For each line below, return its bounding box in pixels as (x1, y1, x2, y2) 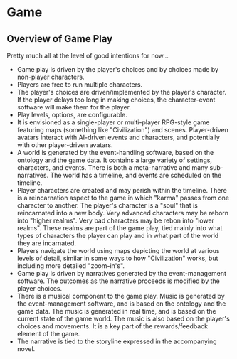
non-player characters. (16, 73, 85, 81)
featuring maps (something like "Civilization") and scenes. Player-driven (16, 126, 229, 134)
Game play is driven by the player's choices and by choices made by (16, 65, 218, 73)
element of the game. (16, 330, 80, 338)
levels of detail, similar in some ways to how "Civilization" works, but (16, 254, 218, 262)
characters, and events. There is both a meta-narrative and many (16, 164, 209, 171)
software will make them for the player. (16, 103, 132, 111)
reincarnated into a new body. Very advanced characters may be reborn (16, 209, 229, 217)
